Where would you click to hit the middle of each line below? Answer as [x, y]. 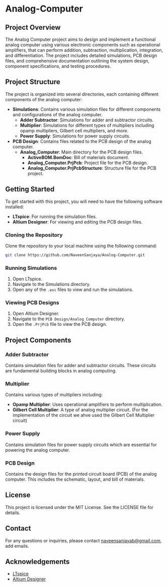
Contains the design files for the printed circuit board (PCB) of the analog [81, 474]
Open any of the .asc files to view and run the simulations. [73, 289]
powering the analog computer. [38, 450]
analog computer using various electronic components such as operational [83, 45]
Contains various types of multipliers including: [54, 395]
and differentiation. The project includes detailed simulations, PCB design [81, 55]
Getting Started [30, 189]
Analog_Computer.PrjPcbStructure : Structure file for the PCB [92, 168]
